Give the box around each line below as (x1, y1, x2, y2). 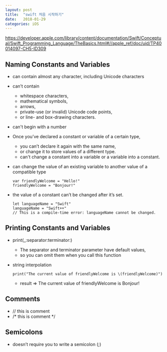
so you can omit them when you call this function (19, 252, 121, 258)
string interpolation (12, 261, 51, 268)
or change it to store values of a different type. (19, 149, 116, 155)
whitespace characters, (19, 93, 68, 99)
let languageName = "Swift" (12, 201, 71, 207)
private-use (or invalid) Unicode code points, (19, 109, 112, 115)
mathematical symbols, (19, 98, 68, 104)
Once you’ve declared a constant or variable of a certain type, (12, 134, 141, 140)
